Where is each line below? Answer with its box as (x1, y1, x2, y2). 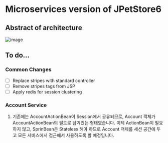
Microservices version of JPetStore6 (5, 3, 162, 15)
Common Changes (5, 66, 52, 73)
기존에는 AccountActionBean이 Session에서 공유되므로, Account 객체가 (12, 113, 155, 119)
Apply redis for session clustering (12, 88, 82, 94)
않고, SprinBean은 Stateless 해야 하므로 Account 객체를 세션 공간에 (22, 126, 155, 132)
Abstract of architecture (5, 23, 83, 32)
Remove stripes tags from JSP (12, 83, 75, 89)
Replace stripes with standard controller (12, 77, 95, 83)
